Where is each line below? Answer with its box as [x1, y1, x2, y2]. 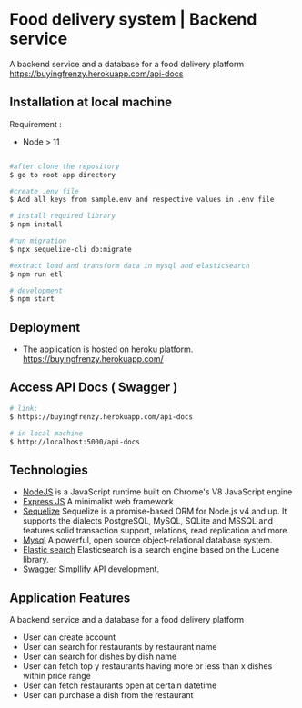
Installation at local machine [9, 95, 173, 110]
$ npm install [9, 220, 64, 229]
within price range [22, 671, 91, 681]
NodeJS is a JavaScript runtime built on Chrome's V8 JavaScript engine [22, 486, 293, 497]
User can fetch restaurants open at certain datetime [22, 680, 217, 691]
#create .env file [9, 186, 79, 195]
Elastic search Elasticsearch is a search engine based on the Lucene [22, 544, 280, 555]
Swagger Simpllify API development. [22, 563, 160, 574]
